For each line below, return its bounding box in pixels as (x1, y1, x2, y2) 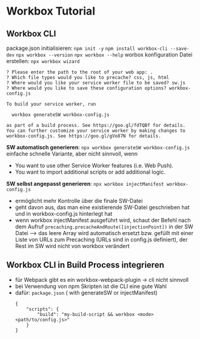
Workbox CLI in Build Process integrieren (6, 260, 165, 270)
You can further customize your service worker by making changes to (6, 128, 186, 134)
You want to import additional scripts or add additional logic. (15, 168, 165, 176)
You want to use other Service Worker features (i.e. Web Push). (15, 162, 174, 169)
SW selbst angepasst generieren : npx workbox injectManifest (6, 180, 165, 187)
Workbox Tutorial (6, 4, 96, 18)
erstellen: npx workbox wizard (6, 58, 80, 64)
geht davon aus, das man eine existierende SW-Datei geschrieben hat (15, 204, 190, 211)
